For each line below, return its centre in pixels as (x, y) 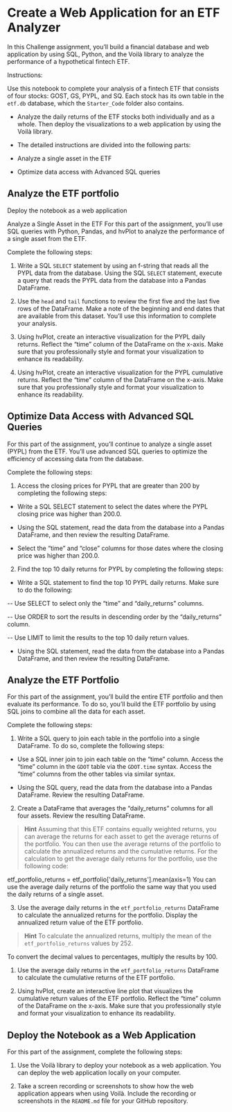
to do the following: (45, 590)
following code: (46, 866)
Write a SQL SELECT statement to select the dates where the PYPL (113, 506)
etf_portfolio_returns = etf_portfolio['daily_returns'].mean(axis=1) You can (111, 879)
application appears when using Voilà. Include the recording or (107, 1094)
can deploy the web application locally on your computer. (99, 1073)
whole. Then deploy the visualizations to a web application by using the (119, 124)
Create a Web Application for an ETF (114, 13)
